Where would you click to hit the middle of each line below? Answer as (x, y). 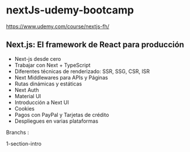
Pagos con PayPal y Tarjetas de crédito (62, 115)
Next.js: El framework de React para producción (95, 45)
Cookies (25, 108)
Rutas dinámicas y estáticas (48, 84)
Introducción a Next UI (42, 102)
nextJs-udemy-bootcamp (70, 10)
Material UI (28, 96)
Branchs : (18, 132)
